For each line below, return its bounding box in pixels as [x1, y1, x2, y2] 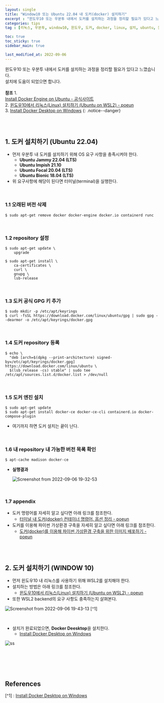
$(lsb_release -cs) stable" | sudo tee [9, 368, 91, 373]
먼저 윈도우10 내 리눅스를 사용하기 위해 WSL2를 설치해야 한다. [12, 578, 130, 584]
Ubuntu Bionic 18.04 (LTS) [19, 172, 74, 179]
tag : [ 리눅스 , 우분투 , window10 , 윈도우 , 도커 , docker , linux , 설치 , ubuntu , [5, 25, 156, 30]
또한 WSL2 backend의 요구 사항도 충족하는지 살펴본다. [12, 596, 117, 602]
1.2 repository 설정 [5, 234, 49, 241]
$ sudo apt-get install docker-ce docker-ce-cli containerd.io [5, 409, 137, 414]
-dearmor [5, 318, 23, 323]
